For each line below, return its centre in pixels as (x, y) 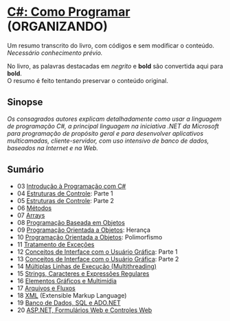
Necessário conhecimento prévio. (55, 53)
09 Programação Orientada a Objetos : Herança (84, 230)
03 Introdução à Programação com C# (71, 186)
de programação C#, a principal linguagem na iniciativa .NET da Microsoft (113, 126)
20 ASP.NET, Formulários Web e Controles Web (84, 310)
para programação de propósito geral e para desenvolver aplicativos (105, 133)
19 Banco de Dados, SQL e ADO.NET (69, 302)
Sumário (26, 170)
